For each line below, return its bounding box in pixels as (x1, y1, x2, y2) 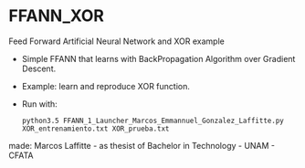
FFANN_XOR (8, 5, 104, 26)
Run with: (21, 98, 58, 110)
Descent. (21, 63, 57, 74)
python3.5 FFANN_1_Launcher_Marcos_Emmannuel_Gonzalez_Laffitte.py (21, 116, 284, 125)
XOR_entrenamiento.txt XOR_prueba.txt (21, 124, 170, 133)
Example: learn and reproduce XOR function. (21, 80, 191, 91)
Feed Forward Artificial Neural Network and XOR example (8, 36, 225, 47)
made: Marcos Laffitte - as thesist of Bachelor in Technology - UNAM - (8, 140, 276, 151)
